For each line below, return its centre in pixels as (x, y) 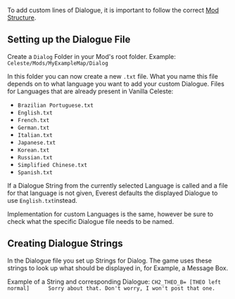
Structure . (22, 18)
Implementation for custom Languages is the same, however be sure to (110, 214)
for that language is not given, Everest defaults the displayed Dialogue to (113, 193)
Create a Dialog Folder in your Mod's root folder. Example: (91, 56)
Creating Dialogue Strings (65, 244)
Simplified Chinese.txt (52, 165)
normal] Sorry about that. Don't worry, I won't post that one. (112, 288)
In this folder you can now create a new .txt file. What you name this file (113, 76)
